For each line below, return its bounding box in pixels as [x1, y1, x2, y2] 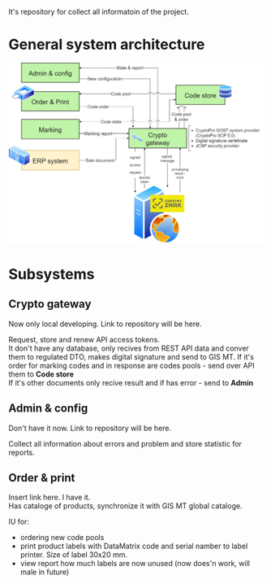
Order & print [8, 471, 75, 485]
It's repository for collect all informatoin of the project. [8, 7, 189, 16]
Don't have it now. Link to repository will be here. [8, 423, 172, 433]
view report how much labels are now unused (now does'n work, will [19, 559, 250, 569]
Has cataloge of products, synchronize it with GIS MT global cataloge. [8, 501, 243, 511]
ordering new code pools [19, 533, 105, 543]
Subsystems [8, 264, 95, 283]
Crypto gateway [8, 297, 92, 312]
